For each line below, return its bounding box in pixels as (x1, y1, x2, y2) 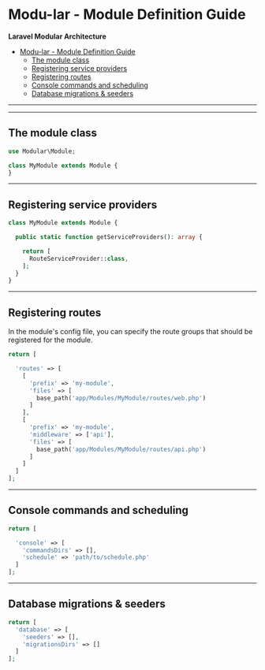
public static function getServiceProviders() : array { (15, 233, 203, 241)
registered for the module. (8, 335, 93, 344)
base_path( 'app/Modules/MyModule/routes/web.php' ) (36, 394, 207, 402)
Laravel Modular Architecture (8, 32, 106, 41)
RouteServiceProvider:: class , (28, 255, 129, 262)
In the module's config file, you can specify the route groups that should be (8, 327, 253, 337)
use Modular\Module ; (8, 147, 77, 155)
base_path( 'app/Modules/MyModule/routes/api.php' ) (36, 445, 207, 453)
